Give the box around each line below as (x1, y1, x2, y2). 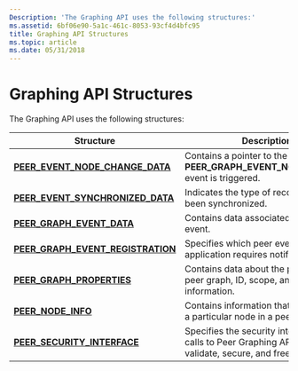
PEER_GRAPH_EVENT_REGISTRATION (13, 243, 176, 256)
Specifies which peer (184, 237, 273, 249)
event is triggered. (184, 172, 261, 185)
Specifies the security (184, 325, 277, 337)
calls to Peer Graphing (184, 336, 278, 349)
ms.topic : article (9, 37, 77, 47)
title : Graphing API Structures (9, 29, 129, 38)
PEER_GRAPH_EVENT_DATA (13, 217, 135, 230)
